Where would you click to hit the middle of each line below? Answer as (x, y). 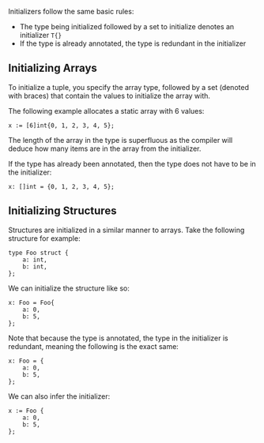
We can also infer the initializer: (59, 396)
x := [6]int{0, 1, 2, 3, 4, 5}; (61, 126)
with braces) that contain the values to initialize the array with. (109, 96)
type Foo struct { (38, 253)
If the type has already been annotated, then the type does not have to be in (132, 163)
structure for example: (44, 238)
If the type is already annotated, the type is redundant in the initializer (133, 43)
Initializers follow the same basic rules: (71, 11)
